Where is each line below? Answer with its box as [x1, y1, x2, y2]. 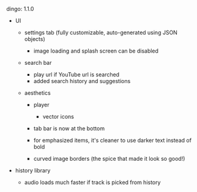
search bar [24, 59, 52, 66]
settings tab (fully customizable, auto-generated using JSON [24, 29, 177, 36]
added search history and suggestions [33, 78, 131, 84]
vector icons [42, 113, 75, 120]
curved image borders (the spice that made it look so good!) [33, 155, 185, 162]
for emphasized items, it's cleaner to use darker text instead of [33, 137, 191, 144]
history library [15, 167, 51, 174]
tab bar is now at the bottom [33, 125, 105, 132]
